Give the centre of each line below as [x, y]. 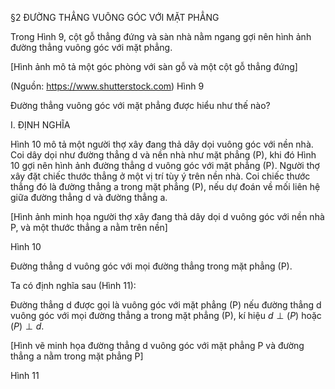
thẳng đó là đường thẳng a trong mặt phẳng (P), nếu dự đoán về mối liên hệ [165, 186]
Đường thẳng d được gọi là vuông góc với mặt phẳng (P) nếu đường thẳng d [166, 305]
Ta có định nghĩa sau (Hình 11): [73, 285]
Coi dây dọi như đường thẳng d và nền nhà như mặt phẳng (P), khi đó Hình [163, 155]
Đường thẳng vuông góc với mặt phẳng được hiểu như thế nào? [140, 105]
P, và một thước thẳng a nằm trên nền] [89, 227]
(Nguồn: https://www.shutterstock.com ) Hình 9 [107, 86]
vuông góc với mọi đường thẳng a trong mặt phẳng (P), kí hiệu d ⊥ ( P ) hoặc [166, 315]
